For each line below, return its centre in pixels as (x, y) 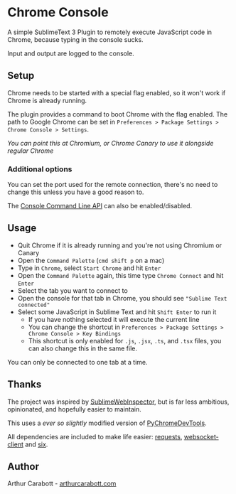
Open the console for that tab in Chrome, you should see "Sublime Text (122, 298)
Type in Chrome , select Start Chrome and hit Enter (89, 268)
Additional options (40, 169)
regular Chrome (31, 151)
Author (23, 467)
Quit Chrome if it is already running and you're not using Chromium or (120, 245)
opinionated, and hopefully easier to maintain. (74, 409)
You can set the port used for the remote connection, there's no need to (113, 185)
